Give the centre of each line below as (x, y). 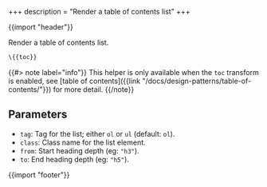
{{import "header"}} (41, 27)
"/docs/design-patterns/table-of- (197, 81)
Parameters (38, 115)
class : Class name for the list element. (82, 142)
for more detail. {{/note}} (94, 89)
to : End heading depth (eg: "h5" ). (75, 159)
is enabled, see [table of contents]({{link (75, 81)
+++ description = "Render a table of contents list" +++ (99, 12)
